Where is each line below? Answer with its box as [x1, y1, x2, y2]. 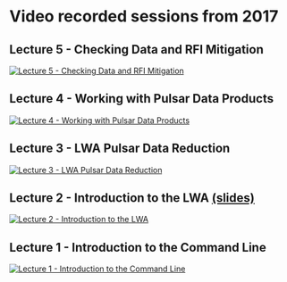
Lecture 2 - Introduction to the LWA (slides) [9, 190, 255, 206]
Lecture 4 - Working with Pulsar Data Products [9, 91, 274, 106]
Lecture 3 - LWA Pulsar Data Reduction [9, 141, 231, 156]
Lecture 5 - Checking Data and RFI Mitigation [9, 42, 264, 57]
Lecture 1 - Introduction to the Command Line [9, 239, 266, 255]
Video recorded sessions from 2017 [9, 6, 279, 27]
